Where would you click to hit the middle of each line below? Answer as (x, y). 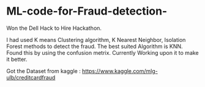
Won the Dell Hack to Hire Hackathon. (54, 28)
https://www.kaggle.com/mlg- (120, 71)
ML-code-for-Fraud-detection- (87, 11)
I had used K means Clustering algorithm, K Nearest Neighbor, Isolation (96, 40)
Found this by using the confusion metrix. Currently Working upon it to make (102, 52)
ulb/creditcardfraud (31, 77)
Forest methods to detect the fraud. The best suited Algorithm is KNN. (95, 46)
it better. (17, 59)
